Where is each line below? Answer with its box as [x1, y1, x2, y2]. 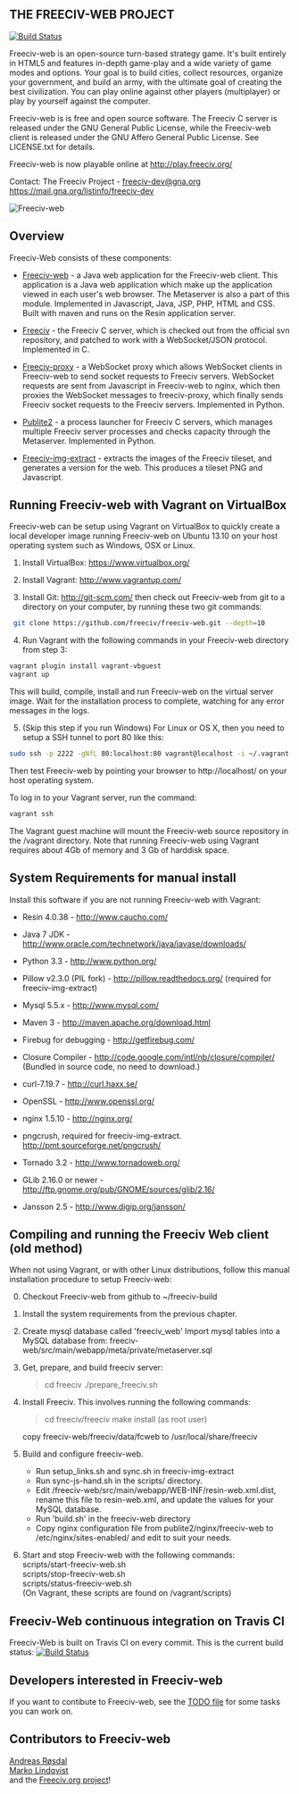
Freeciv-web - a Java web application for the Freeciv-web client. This [21, 270, 278, 280]
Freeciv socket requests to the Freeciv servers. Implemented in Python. [21, 399, 286, 410]
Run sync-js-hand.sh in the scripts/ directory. [35, 1475, 203, 1486]
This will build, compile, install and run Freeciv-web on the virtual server [9, 687, 274, 697]
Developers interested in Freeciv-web [9, 1673, 223, 1688]
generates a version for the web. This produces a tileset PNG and [21, 462, 263, 472]
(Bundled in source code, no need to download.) [21, 1061, 201, 1072]
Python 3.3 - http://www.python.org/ [21, 955, 157, 966]
